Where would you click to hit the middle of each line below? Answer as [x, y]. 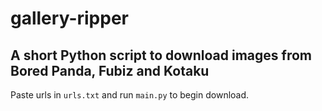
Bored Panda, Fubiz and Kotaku [110, 70]
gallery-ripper [69, 18]
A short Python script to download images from [161, 55]
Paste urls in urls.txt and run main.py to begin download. [130, 95]
